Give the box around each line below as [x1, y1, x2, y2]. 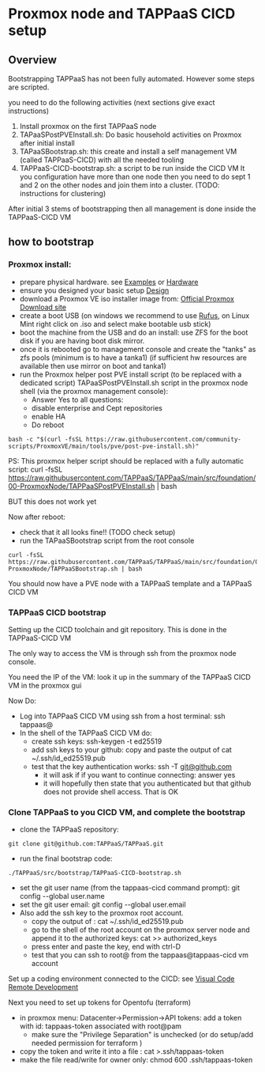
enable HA [31, 411, 66, 421]
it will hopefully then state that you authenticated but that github [43, 778, 252, 788]
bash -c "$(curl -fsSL [8, 435, 83, 443]
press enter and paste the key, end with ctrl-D [31, 942, 181, 952]
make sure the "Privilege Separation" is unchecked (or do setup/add [31, 1030, 254, 1040]
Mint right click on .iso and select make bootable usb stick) [19, 319, 211, 328]
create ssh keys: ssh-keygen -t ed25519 [31, 737, 162, 746]
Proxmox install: [8, 259, 72, 270]
